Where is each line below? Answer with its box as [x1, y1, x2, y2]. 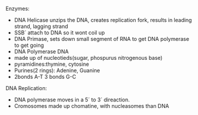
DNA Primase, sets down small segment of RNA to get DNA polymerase [14, 36, 190, 42]
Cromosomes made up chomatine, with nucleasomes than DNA [14, 103, 170, 109]
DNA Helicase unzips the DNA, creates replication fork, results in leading [14, 17, 192, 23]
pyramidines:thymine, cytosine [14, 60, 90, 68]
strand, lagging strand [14, 23, 69, 30]
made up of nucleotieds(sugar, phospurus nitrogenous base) [14, 55, 163, 61]
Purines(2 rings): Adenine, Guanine [14, 67, 100, 74]
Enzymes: [5, 5, 30, 12]
